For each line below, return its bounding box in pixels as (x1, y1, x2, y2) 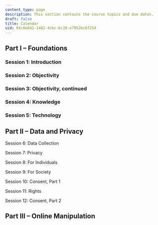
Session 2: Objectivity (5, 72, 59, 79)
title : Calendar (5, 21, 39, 26)
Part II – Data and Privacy (5, 127, 84, 135)
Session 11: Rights (5, 188, 42, 194)
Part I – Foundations (5, 44, 68, 52)
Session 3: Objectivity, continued (5, 85, 87, 92)
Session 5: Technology (5, 112, 61, 119)
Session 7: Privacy (5, 149, 43, 156)
